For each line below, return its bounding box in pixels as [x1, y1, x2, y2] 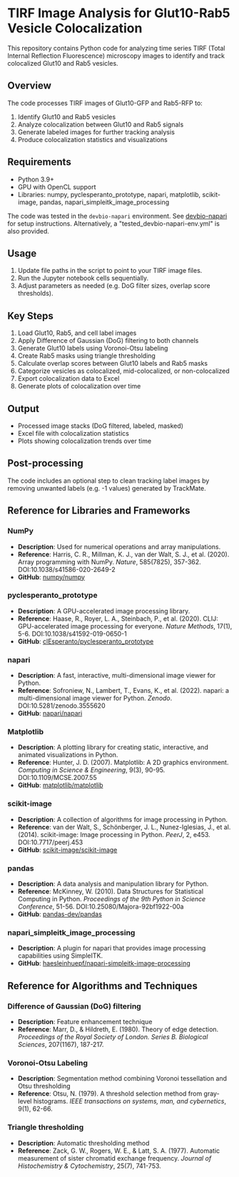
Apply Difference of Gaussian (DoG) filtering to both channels [17, 336, 199, 345]
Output [7, 402, 39, 415]
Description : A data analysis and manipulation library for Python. [17, 879, 209, 888]
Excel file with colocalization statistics [17, 429, 130, 437]
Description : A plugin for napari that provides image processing [17, 944, 206, 953]
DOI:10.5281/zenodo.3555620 [17, 701, 106, 710]
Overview [7, 80, 52, 92]
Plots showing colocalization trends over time [17, 437, 152, 445]
